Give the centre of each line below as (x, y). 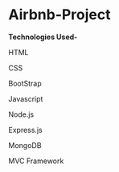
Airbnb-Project (59, 15)
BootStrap (25, 83)
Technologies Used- (43, 37)
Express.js (25, 130)
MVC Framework (36, 161)
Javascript (26, 98)
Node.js (21, 114)
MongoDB (25, 145)
